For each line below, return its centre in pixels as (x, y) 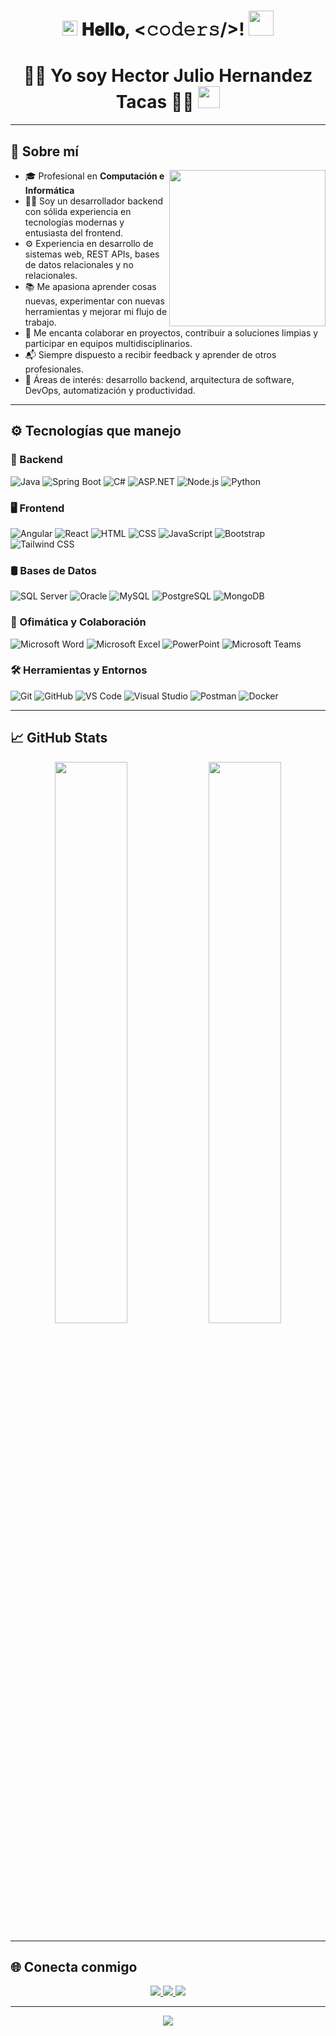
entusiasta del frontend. (73, 232)
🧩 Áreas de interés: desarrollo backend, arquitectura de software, (159, 379)
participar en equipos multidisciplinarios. (108, 343)
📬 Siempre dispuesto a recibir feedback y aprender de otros (150, 354)
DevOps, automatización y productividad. (110, 390)
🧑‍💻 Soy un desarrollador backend (94, 201)
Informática (49, 190)
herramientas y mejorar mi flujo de (96, 311)
